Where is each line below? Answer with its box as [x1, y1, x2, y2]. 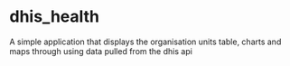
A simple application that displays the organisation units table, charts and [9, 36, 282, 47]
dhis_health [9, 6, 100, 27]
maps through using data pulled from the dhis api [9, 45, 192, 56]
